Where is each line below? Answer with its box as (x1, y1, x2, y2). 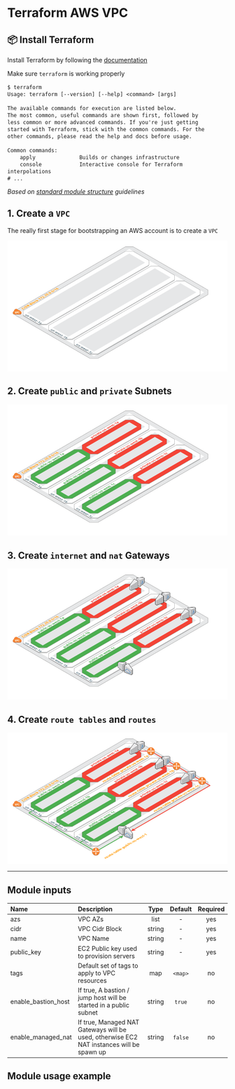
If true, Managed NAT (78, 1018, 140, 1027)
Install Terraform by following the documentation (7, 56, 148, 64)
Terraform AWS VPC (7, 5, 129, 21)
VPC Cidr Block (78, 925, 122, 933)
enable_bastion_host (10, 997, 70, 1006)
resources (78, 976, 107, 984)
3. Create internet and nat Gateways (7, 549, 170, 561)
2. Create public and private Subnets (7, 385, 173, 397)
